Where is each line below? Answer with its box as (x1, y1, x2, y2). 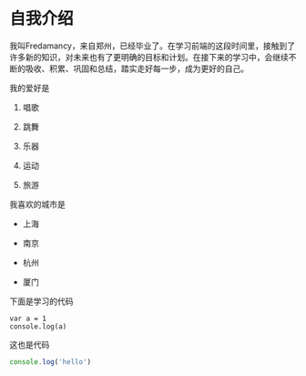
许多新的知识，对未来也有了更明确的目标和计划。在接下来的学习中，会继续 (9, 51, 289, 62)
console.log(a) (9, 321, 67, 331)
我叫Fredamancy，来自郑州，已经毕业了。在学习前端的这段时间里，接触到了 (9, 40, 296, 51)
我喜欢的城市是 (9, 198, 66, 210)
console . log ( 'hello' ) (9, 357, 92, 366)
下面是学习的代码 (9, 296, 74, 307)
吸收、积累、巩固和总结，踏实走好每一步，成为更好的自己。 (25, 63, 249, 74)
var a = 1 (9, 314, 47, 323)
